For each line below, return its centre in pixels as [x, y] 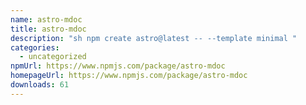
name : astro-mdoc [46, 19]
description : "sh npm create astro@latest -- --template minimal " [154, 38]
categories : [35, 47]
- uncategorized [53, 57]
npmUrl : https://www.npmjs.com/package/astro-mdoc [118, 66]
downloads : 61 [40, 85]
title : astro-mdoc [48, 29]
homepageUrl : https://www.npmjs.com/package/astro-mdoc [129, 76]
